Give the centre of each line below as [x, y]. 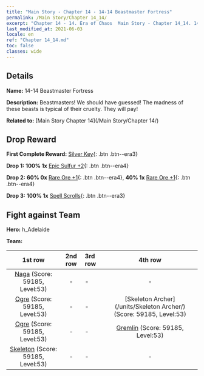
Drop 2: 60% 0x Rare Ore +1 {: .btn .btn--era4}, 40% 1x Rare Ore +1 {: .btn [98, 178]
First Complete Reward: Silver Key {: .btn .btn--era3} [72, 154]
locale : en [20, 35]
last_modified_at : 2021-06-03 [45, 29]
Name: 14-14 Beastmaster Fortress [50, 90]
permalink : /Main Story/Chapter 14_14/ [57, 18]
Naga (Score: [33, 274]
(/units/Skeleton [138, 307]
